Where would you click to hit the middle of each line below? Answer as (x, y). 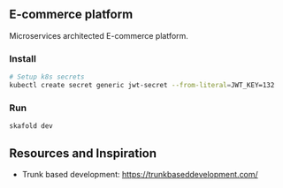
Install (23, 58)
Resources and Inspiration (83, 153)
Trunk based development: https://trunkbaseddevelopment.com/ (140, 174)
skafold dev (31, 126)
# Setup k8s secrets (47, 77)
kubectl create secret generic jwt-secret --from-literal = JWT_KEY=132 (142, 85)
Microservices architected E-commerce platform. (99, 35)
